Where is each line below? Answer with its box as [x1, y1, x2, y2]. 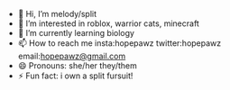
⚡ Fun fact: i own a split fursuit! [17, 70, 133, 81]
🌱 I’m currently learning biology [17, 28, 135, 38]
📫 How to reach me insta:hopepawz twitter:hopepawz [17, 38, 222, 49]
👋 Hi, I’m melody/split [17, 9, 97, 19]
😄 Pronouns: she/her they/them [17, 60, 137, 71]
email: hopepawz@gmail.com [17, 50, 126, 61]
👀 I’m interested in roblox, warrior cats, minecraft [17, 18, 200, 29]
